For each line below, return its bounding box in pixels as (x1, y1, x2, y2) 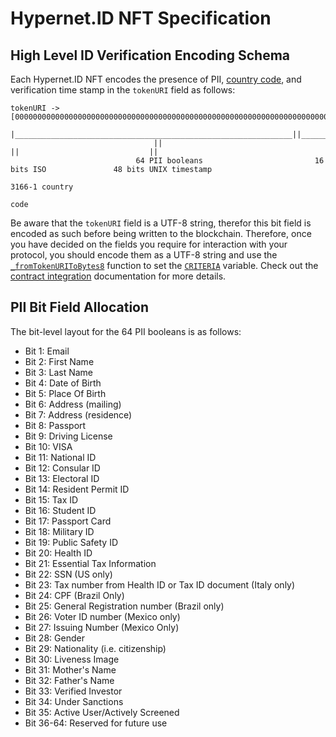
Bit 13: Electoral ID (24, 472, 100, 484)
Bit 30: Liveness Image (24, 653, 120, 665)
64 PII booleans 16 (135, 156, 325, 166)
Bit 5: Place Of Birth (24, 387, 107, 399)
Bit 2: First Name (24, 355, 95, 367)
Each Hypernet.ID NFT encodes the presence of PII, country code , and (10, 73, 302, 85)
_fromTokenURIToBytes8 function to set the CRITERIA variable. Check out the (10, 260, 319, 271)
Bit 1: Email (24, 345, 70, 357)
